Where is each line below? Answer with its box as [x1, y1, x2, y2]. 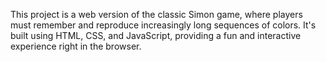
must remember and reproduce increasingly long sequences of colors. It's [10, 19, 317, 31]
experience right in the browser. [10, 40, 142, 52]
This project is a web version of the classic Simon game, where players [10, 9, 303, 20]
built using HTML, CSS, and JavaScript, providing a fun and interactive [10, 30, 302, 41]
